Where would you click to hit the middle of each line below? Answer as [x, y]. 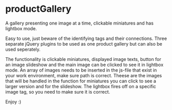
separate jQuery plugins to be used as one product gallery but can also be [84, 43]
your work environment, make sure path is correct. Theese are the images [84, 75]
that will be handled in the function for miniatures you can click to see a [81, 81]
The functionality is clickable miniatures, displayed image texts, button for [83, 59]
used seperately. [23, 49]
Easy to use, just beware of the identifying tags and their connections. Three [86, 38]
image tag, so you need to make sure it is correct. [58, 92]
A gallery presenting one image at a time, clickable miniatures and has [80, 23]
